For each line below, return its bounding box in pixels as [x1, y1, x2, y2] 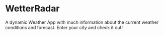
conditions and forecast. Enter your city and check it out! [5, 24, 123, 30]
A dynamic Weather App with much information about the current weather [5, 19, 159, 25]
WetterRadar [5, 3, 60, 14]
